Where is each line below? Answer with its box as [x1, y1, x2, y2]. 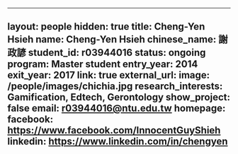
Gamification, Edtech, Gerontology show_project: [7, 91, 231, 103]
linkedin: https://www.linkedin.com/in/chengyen [7, 136, 228, 148]
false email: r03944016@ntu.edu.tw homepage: [7, 102, 226, 114]
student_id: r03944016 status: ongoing [28, 47, 206, 59]
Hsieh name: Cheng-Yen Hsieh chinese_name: [7, 33, 217, 46]
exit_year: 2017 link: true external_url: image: [7, 69, 210, 81]
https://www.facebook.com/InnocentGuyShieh [7, 124, 221, 136]
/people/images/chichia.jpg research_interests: [7, 81, 223, 93]
